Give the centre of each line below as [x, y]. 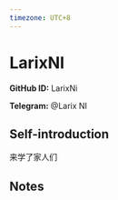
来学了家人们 [33, 157]
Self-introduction [59, 134]
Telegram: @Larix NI [49, 105]
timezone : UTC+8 [40, 18]
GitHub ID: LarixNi [44, 88]
